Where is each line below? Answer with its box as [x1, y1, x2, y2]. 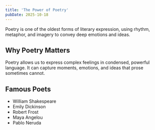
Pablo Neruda [12, 120, 41, 126]
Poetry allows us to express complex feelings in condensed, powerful [5, 59, 150, 66]
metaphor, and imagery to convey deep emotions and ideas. [5, 31, 130, 37]
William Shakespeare [12, 98, 57, 104]
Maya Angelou [12, 114, 43, 120]
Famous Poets [5, 84, 51, 94]
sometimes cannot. [5, 70, 45, 76]
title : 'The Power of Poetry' [5, 7, 69, 13]
